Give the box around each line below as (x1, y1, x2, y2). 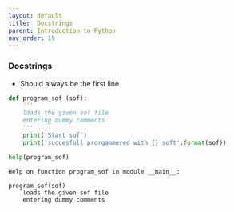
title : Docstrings (8, 19, 73, 27)
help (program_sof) (8, 153, 69, 161)
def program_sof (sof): (8, 94, 88, 102)
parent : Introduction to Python (8, 26, 116, 34)
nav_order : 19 (8, 34, 56, 42)
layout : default (8, 11, 62, 20)
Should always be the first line (19, 78, 120, 88)
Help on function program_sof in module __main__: (8, 167, 180, 176)
